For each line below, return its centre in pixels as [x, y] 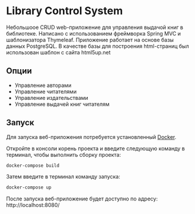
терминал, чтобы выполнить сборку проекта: [64, 154]
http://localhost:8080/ [33, 205]
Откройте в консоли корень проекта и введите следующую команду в [96, 148]
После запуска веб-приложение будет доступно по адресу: [82, 199]
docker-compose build [33, 166]
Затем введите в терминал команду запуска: [63, 177]
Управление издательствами [52, 98]
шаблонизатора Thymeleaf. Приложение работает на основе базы [90, 40]
